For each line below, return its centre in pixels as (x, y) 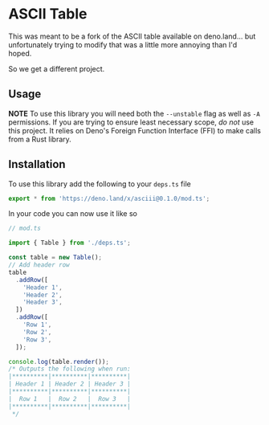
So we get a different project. (57, 68)
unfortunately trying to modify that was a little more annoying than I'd (123, 44)
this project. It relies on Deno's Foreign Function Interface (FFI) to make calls (134, 130)
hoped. (20, 53)
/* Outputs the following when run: (69, 369)
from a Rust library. (40, 139)
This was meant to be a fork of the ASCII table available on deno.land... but (132, 36)
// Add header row (39, 265)
